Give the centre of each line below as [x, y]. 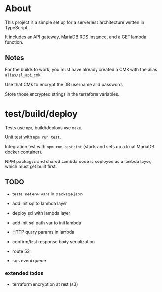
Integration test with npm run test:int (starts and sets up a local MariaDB [80, 146]
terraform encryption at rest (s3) [45, 284]
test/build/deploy [41, 114]
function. [14, 42]
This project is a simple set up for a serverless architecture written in [75, 22]
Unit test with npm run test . [33, 137]
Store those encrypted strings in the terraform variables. [62, 94]
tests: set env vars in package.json [47, 194]
